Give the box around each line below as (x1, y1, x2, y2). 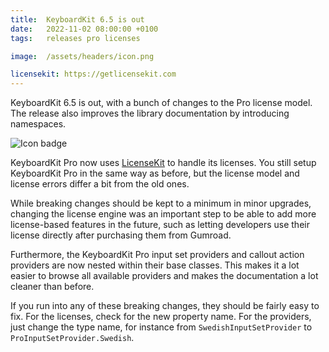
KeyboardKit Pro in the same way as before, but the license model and (10, 167, 300, 180)
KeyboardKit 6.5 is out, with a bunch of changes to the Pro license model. (10, 97, 313, 109)
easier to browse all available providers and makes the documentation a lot (10, 270, 319, 282)
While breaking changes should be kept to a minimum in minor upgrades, (10, 197, 312, 210)
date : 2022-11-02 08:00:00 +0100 (10, 24, 159, 34)
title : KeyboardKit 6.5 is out (10, 14, 145, 25)
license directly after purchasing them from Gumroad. (10, 229, 232, 241)
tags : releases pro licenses (10, 33, 141, 43)
